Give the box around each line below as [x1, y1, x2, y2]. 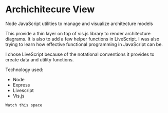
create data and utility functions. [5, 56, 74, 62]
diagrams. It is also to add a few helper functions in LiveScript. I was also [5, 36, 160, 42]
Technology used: [5, 66, 44, 73]
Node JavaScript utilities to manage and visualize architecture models [5, 20, 153, 27]
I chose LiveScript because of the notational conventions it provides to [5, 51, 155, 57]
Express [12, 82, 30, 88]
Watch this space [5, 102, 43, 108]
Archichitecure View [5, 4, 95, 15]
